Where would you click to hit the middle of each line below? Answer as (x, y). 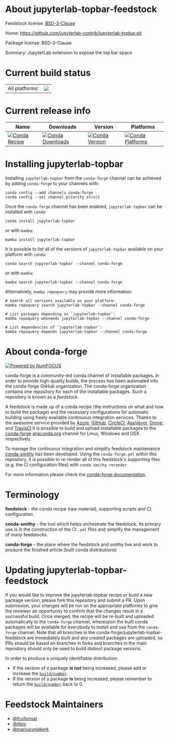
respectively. (18, 439)
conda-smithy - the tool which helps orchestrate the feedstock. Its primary (83, 524)
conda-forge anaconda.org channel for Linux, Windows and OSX (72, 433)
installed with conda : (26, 212)
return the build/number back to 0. (48, 684)
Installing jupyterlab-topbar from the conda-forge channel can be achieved (83, 178)
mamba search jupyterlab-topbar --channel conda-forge (64, 282)
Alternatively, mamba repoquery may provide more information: (69, 292)
